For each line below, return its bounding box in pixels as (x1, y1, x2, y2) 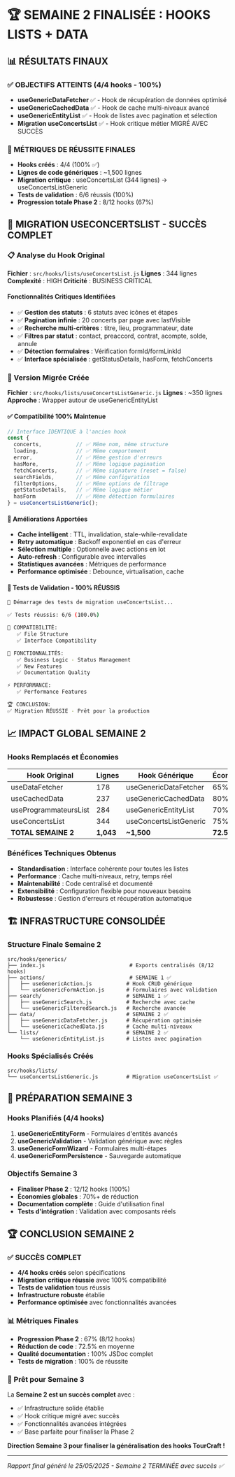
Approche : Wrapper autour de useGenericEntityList (7, 396, 158, 404)
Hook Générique (138, 770, 194, 780)
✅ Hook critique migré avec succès (17, 1412, 120, 1420)
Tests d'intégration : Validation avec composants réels (17, 1207, 176, 1215)
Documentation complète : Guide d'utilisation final (17, 1199, 164, 1208)
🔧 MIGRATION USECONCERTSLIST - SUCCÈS (7, 218, 207, 230)
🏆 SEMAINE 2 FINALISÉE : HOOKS (7, 7, 211, 23)
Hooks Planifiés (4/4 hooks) (7, 1113, 105, 1123)
